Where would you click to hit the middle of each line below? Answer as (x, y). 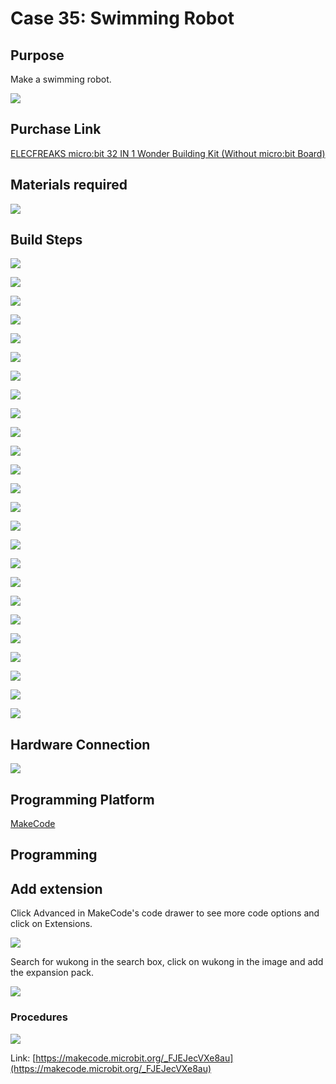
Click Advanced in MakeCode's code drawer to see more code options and (165, 913)
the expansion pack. (52, 973)
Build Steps (46, 240)
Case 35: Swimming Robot (122, 18)
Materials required (69, 185)
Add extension (56, 888)
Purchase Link (56, 129)
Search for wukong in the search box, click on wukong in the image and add (167, 962)
